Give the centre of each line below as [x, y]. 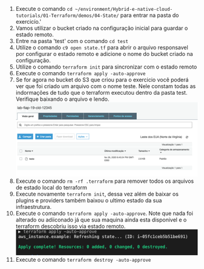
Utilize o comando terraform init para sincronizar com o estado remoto [106, 67]
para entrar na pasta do [150, 15]
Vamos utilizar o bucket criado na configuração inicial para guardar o [102, 28]
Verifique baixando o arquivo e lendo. [62, 99]
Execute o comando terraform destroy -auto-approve [83, 259]
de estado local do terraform [51, 188]
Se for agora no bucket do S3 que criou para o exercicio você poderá [102, 80]
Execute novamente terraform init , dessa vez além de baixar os [97, 194]
